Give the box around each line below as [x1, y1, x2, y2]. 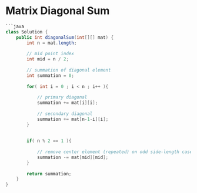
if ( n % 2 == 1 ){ [26, 138, 72, 144]
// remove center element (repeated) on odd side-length [36, 149, 180, 155]
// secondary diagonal [36, 110, 93, 117]
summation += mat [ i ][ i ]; [36, 100, 98, 106]
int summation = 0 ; [26, 72, 75, 79]
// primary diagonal [36, 94, 88, 100]
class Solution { [5, 29, 48, 35]
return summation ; [26, 171, 72, 177]
